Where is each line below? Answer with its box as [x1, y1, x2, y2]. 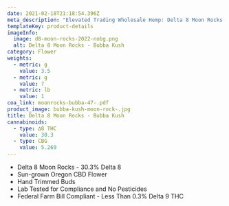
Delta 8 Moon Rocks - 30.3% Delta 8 [17, 163, 122, 171]
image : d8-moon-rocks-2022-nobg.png [13, 36, 118, 43]
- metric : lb [13, 87, 51, 93]
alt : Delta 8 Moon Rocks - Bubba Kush [13, 42, 125, 49]
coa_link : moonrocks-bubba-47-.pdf [7, 100, 109, 106]
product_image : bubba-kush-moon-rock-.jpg [7, 106, 131, 113]
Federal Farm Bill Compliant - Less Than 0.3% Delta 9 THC [17, 192, 184, 200]
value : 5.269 [19, 144, 57, 151]
